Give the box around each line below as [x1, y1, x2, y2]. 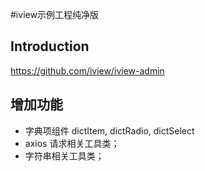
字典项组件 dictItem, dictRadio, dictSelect [24, 124, 195, 137]
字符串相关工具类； [24, 149, 105, 162]
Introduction [10, 38, 90, 55]
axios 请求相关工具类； [24, 137, 120, 149]
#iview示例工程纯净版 [10, 9, 99, 20]
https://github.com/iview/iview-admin [10, 64, 165, 77]
